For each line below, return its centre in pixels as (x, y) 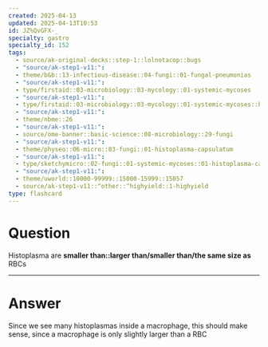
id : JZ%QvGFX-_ (33, 30)
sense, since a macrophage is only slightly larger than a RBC (108, 334)
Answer (35, 303)
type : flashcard (35, 193)
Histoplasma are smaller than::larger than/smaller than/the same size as (130, 255)
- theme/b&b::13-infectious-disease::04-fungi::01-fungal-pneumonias (133, 75)
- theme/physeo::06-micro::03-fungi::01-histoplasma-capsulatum (124, 149)
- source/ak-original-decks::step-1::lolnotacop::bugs (108, 61)
